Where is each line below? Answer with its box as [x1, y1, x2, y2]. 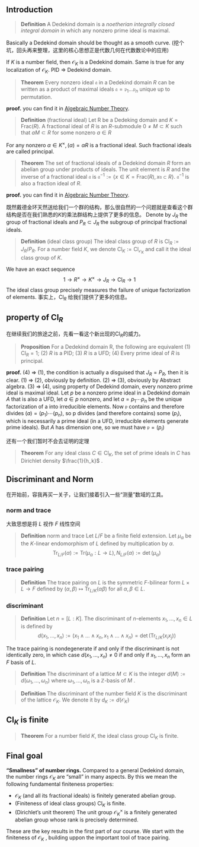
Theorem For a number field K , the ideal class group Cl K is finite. [20, 732, 179, 741]
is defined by [20, 622, 53, 630]
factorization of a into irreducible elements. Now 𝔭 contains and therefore [6, 403, 185, 410]
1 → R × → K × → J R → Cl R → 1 [63, 275, 136, 285]
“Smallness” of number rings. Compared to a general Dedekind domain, [6, 766, 185, 774]
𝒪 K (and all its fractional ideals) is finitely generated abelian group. [14, 792, 176, 801]
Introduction [6, 5, 53, 15]
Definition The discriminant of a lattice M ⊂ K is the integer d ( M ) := [20, 671, 186, 678]
